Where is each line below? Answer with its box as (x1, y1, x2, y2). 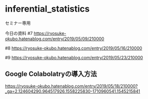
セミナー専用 (5, 20, 31, 26)
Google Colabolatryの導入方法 (5, 70, 97, 78)
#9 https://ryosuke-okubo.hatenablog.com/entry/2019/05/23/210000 (5, 54, 143, 60)
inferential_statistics (5, 3, 90, 15)
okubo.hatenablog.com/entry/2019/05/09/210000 (5, 35, 104, 42)
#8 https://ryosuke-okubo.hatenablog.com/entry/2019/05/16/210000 (5, 45, 142, 51)
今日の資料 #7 (5, 30, 33, 36)
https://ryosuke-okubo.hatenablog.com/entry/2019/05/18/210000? (5, 83, 138, 89)
